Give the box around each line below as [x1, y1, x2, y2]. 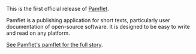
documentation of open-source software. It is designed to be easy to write [6, 23, 191, 30]
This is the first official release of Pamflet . [6, 5, 109, 12]
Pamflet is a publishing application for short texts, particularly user [6, 17, 171, 23]
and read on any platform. [6, 29, 70, 37]
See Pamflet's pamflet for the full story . [6, 41, 103, 48]
